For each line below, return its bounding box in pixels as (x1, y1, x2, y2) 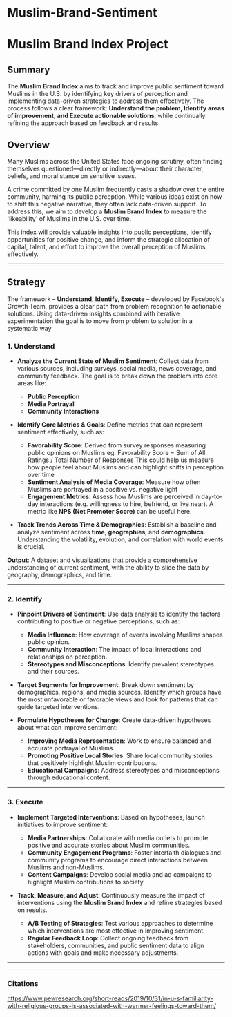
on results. (17, 906, 48, 914)
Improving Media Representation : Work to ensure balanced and (27, 737, 211, 745)
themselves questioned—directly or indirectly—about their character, (7, 164, 204, 173)
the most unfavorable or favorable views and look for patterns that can (17, 695, 219, 704)
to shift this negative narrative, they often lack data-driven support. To (7, 200, 207, 208)
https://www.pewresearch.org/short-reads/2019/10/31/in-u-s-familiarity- (7, 994, 213, 1003)
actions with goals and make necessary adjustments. (27, 948, 179, 957)
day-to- (201, 492, 223, 501)
